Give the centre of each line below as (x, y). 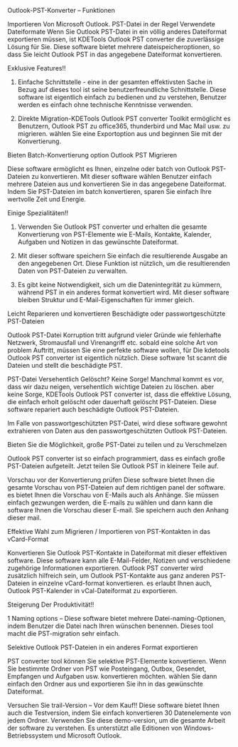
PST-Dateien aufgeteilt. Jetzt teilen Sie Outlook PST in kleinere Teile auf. (113, 466)
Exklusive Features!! (37, 68)
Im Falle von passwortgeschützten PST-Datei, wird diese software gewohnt (117, 423)
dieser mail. (24, 517)
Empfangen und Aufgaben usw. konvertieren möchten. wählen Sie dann (112, 676)
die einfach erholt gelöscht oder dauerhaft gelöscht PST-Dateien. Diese (112, 402)
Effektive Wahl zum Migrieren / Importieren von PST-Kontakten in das (109, 531)
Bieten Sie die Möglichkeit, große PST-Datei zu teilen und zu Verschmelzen (117, 444)
